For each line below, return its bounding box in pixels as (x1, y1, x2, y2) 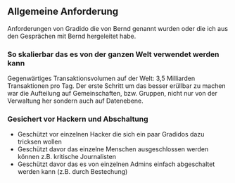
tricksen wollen (17, 137, 62, 146)
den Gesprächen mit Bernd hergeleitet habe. (7, 32, 136, 40)
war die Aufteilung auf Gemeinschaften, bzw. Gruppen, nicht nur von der (7, 89, 218, 98)
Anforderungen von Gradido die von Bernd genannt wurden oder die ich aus (7, 24, 229, 32)
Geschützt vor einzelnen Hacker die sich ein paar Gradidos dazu (17, 130, 205, 139)
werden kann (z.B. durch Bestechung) (17, 168, 128, 176)
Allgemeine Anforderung (7, 6, 119, 18)
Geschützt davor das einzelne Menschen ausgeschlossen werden (17, 145, 209, 153)
